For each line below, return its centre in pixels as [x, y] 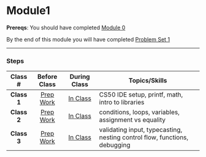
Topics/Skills [148, 81]
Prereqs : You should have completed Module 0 [66, 27]
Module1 [28, 11]
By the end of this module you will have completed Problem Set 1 [88, 39]
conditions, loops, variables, [139, 112]
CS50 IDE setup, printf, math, [141, 95]
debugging [115, 145]
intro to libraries [122, 103]
